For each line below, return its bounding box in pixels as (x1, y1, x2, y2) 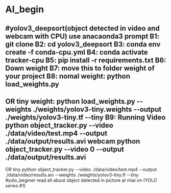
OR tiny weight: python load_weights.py (5, 97, 135, 106)
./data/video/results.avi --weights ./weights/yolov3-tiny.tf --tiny (5, 172, 139, 178)
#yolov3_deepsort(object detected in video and (5, 24, 160, 33)
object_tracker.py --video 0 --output (5, 144, 124, 154)
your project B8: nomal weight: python (5, 71, 131, 80)
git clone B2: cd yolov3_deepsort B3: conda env (5, 40, 161, 49)
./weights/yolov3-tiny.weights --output (33, 105, 162, 113)
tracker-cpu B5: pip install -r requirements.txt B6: (5, 56, 166, 64)
